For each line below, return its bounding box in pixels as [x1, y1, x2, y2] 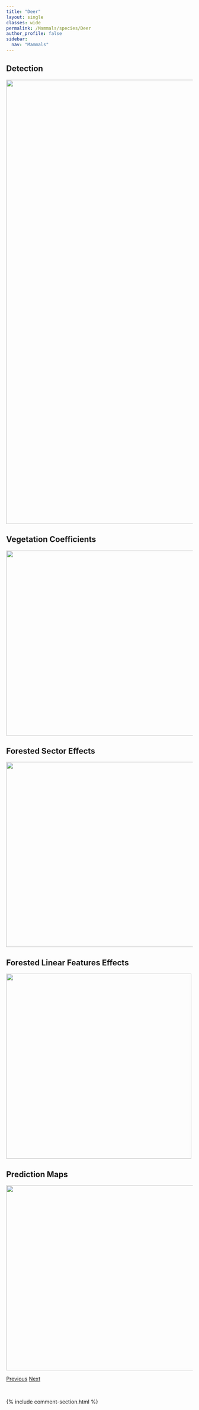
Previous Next [6, 1375, 41, 1382]
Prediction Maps [6, 1169, 68, 1179]
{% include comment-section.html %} [6, 1398, 99, 1405]
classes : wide [6, 20, 41, 25]
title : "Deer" [6, 8, 41, 15]
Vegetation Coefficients [6, 534, 97, 545]
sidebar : [6, 36, 28, 42]
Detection [6, 63, 43, 74]
